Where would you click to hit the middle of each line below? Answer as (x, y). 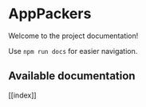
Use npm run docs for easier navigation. (73, 51)
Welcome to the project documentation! (73, 36)
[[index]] (23, 95)
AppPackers (50, 14)
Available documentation (72, 76)
